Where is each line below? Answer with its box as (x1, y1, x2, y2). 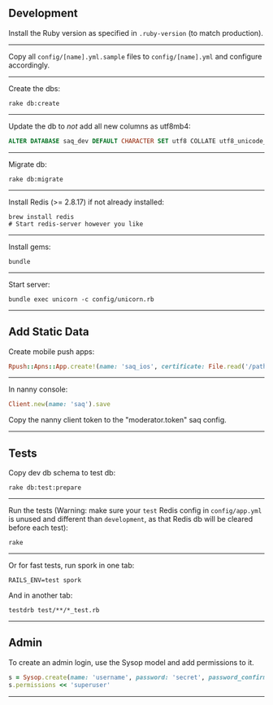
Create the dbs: (8, 83, 61, 93)
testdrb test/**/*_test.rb (8, 606, 100, 615)
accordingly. (8, 60, 50, 70)
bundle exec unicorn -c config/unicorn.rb (8, 295, 154, 304)
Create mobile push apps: (8, 346, 95, 357)
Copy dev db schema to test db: (8, 468, 116, 478)
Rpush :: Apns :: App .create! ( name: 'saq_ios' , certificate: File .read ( (8, 362, 245, 370)
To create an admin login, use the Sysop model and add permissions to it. (8, 657, 254, 667)
